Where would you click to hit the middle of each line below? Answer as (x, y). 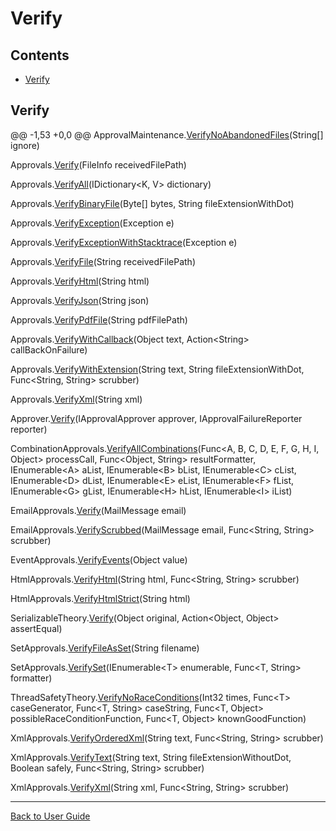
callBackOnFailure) (49, 349)
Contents (40, 55)
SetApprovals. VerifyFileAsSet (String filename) (105, 648)
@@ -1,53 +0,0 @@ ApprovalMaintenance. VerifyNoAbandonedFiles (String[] (167, 134)
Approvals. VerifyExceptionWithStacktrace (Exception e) (124, 242)
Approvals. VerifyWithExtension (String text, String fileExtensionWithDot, (157, 369)
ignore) (25, 145)
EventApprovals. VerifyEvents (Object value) (99, 559)
